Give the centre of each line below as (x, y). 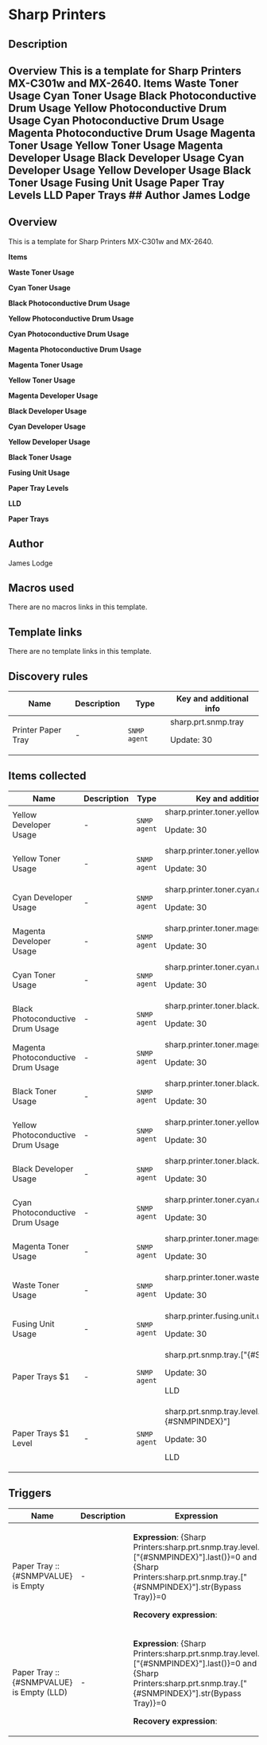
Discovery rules (48, 676)
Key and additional (212, 699)
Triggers (30, 1493)
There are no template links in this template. (80, 651)
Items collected (47, 776)
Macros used (41, 587)
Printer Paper (37, 730)
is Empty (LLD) (40, 1692)
